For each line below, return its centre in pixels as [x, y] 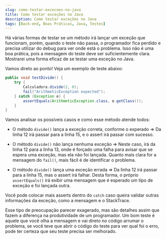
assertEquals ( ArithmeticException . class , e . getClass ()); [83, 101]
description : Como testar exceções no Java [51, 19]
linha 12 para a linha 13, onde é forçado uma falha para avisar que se [83, 149]
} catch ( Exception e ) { [40, 96]
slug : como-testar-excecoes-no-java [43, 10]
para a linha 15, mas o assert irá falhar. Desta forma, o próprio [75, 175]
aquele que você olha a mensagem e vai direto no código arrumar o [75, 221]
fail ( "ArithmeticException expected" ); [64, 92]
